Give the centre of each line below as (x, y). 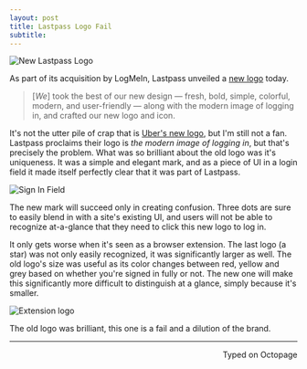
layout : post (34, 18)
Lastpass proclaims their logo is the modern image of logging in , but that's (149, 143)
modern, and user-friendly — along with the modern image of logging (163, 106)
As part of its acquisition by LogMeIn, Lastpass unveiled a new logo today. (149, 79)
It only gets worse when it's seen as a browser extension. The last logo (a (148, 245)
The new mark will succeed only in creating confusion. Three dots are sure (150, 207)
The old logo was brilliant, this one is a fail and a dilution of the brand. (140, 329)
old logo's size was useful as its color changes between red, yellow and (145, 264)
